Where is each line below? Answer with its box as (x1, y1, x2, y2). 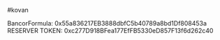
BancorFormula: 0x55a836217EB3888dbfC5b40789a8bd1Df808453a (7, 19, 207, 27)
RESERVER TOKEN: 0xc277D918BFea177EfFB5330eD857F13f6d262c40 (7, 27, 214, 34)
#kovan (7, 6, 29, 14)
